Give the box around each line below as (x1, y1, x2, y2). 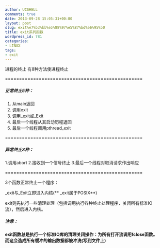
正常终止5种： (5, 88, 33, 93)
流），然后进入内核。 (5, 206, 46, 212)
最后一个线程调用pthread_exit (12, 125, 71, 131)
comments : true (5, 12, 36, 17)
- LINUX (5, 43, 21, 48)
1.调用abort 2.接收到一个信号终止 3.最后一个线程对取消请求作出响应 (5, 160, 139, 166)
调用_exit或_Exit (12, 113, 44, 119)
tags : (5, 48, 16, 53)
